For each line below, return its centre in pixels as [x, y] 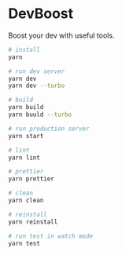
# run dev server [37, 71]
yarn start [26, 136]
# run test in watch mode [50, 236]
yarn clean [26, 201]
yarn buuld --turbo [40, 115]
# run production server [49, 129]
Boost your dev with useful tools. [61, 35]
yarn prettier [31, 179]
